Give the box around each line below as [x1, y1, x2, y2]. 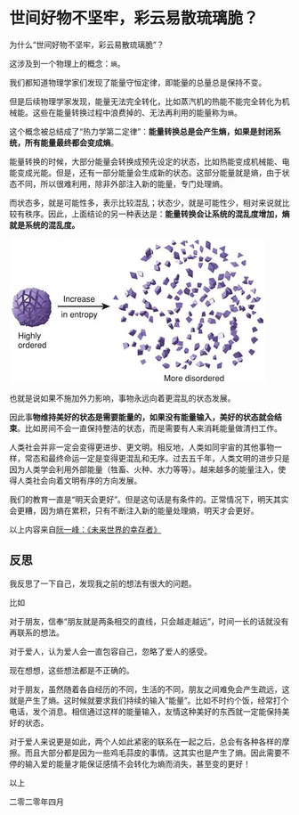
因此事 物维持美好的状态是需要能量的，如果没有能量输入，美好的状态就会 [9, 412, 274, 422]
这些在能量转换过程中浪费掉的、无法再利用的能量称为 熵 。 [32, 107, 242, 118]
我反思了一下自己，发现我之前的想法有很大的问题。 [9, 578, 197, 589]
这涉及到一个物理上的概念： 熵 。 [9, 58, 125, 69]
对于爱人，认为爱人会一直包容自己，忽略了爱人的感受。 [9, 646, 212, 656]
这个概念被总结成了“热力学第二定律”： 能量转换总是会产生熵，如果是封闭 [9, 126, 274, 136]
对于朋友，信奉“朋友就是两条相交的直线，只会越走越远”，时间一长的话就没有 [9, 615, 289, 626]
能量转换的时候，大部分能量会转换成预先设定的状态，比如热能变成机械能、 [9, 156, 282, 167]
